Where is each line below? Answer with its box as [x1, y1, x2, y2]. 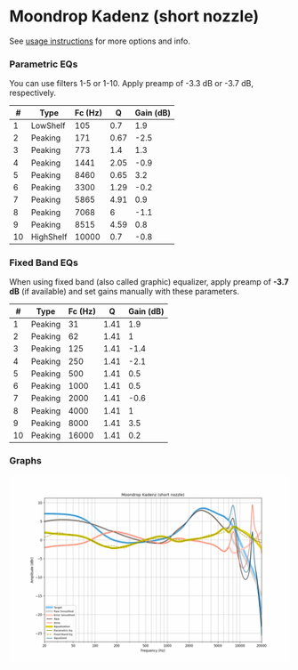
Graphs [9, 455, 42, 467]
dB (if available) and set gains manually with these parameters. [9, 287, 240, 297]
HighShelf [30, 231, 68, 242]
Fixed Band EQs [9, 256, 78, 269]
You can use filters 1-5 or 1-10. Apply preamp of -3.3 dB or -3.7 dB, [9, 78, 254, 89]
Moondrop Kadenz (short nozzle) [9, 6, 260, 27]
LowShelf [30, 120, 66, 131]
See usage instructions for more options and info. [9, 36, 191, 46]
